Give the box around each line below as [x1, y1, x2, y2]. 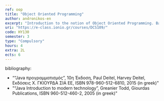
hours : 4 [5, 43, 23, 48]
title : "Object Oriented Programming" [5, 12, 84, 17]
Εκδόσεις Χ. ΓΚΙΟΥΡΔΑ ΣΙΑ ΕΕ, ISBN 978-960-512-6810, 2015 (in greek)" [12, 80, 159, 86]
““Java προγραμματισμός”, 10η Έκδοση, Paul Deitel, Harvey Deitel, [12, 75, 145, 81]
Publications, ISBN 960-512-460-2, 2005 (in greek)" [12, 90, 118, 96]
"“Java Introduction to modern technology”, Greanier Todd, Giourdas [12, 85, 150, 91]
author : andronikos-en [5, 16, 51, 21]
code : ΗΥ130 [5, 30, 29, 34]
